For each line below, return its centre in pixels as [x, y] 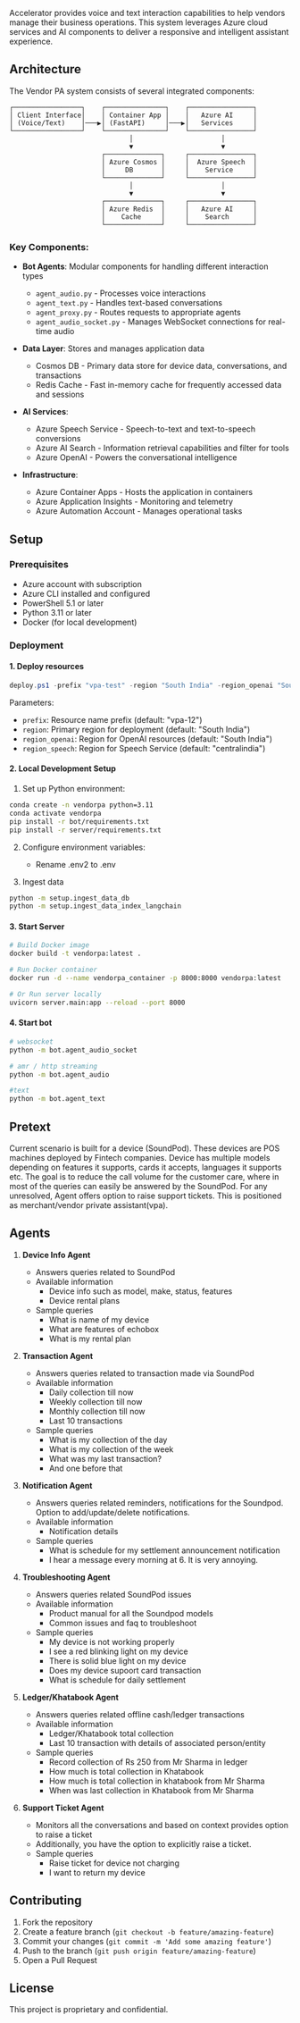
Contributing [46, 1901]
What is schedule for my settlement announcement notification [165, 1550]
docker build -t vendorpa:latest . [75, 954]
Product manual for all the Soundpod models [131, 1613]
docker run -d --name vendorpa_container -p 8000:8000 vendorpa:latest [145, 978]
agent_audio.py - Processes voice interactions [121, 293]
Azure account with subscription [82, 583]
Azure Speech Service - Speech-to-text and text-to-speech [146, 429]
